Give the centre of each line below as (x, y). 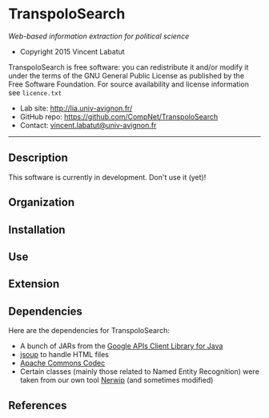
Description (38, 158)
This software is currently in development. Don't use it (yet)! (107, 177)
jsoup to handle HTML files (64, 355)
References (38, 405)
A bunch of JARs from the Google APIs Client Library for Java (121, 346)
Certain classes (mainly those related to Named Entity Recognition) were (140, 372)
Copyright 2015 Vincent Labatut (72, 51)
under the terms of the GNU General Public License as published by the (126, 75)
